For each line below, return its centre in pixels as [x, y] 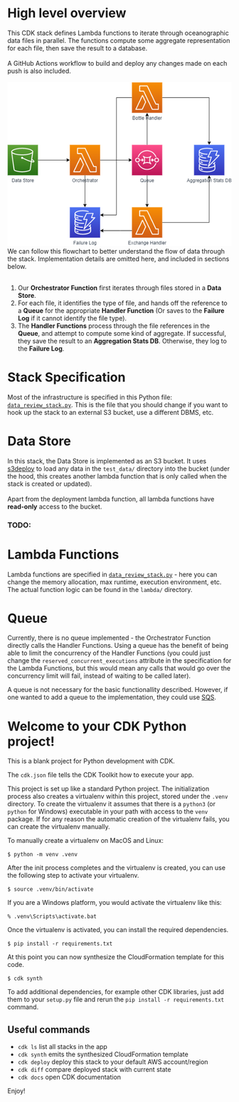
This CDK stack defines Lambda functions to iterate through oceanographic [118, 33]
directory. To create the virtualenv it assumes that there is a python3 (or [111, 804]
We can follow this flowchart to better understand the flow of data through [116, 251]
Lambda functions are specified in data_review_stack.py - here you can [112, 574]
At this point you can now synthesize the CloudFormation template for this [116, 957]
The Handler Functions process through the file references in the [113, 326]
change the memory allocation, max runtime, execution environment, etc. [115, 582]
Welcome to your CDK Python [97, 726]
